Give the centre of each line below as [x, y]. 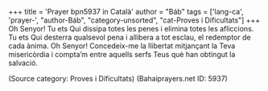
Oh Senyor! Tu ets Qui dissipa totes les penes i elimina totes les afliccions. [131, 29]
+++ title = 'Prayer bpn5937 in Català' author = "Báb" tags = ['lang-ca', [126, 12]
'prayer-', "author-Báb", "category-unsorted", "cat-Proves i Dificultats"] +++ [134, 20]
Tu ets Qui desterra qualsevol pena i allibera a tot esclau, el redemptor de [130, 37]
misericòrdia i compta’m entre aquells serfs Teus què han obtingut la [122, 54]
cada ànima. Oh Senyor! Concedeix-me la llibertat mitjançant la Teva [122, 46]
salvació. [23, 63]
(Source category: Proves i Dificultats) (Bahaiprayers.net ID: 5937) [118, 79]
